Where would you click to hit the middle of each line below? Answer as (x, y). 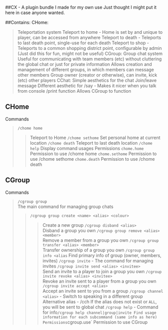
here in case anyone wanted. (35, 13)
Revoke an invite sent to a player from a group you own (99, 281)
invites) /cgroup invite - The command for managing (98, 260)
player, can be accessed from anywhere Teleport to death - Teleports (89, 38)
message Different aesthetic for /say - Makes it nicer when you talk (87, 86)
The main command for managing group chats (65, 207)
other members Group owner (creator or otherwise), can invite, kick (87, 75)
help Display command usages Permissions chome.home (87, 148)
